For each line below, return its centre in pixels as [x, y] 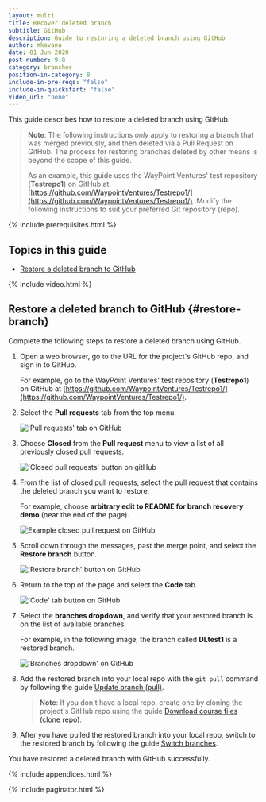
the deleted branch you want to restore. [85, 490]
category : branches [40, 68]
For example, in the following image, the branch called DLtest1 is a [128, 639]
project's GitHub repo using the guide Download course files [139, 711]
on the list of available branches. [73, 624]
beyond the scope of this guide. [80, 161]
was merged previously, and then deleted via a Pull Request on [131, 143]
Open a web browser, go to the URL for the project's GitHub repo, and [134, 356]
